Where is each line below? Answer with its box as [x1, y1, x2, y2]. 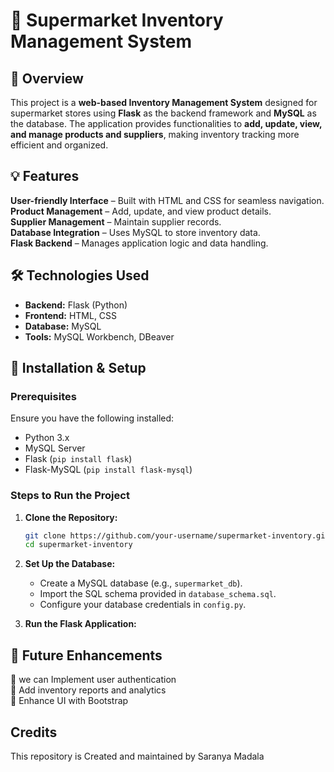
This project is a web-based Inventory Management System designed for [10, 97, 318, 108]
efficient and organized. [10, 139, 109, 151]
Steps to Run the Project [10, 489, 130, 503]
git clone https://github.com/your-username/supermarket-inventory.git [24, 530, 330, 541]
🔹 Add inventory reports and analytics [10, 684, 167, 696]
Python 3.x [24, 432, 70, 444]
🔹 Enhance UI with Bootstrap [10, 695, 129, 707]
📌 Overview [10, 70, 84, 87]
